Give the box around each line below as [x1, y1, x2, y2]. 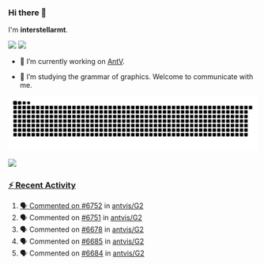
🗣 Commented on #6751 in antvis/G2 [19, 213, 142, 222]
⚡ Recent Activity [8, 180, 77, 191]
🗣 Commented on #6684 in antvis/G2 [19, 248, 145, 258]
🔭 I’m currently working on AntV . [19, 57, 125, 66]
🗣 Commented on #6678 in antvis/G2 [19, 225, 144, 234]
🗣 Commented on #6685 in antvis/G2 [19, 237, 145, 246]
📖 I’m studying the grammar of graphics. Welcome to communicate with [19, 72, 254, 81]
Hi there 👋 [8, 7, 47, 18]
